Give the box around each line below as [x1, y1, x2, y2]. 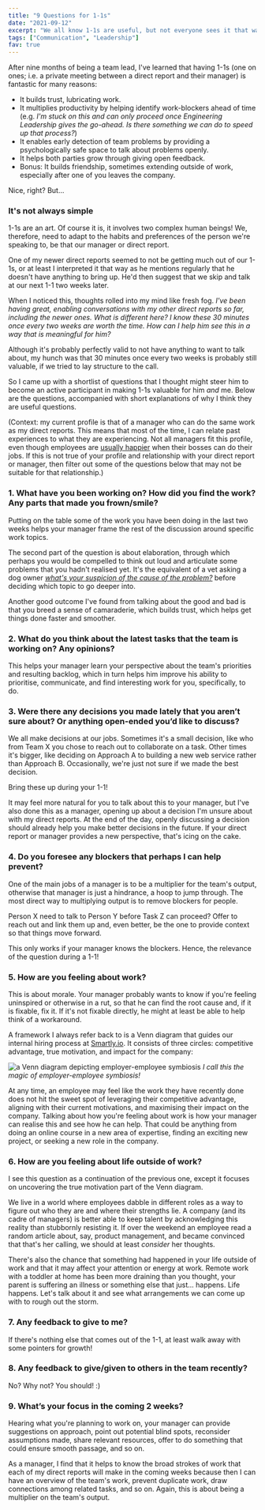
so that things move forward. [8, 928, 102, 938]
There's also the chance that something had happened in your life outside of [8, 1255, 256, 1265]
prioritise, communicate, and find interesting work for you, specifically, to [8, 678, 246, 688]
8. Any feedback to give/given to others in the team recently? [8, 1363, 248, 1374]
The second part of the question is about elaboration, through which [8, 547, 230, 557]
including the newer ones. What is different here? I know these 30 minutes [8, 313, 250, 323]
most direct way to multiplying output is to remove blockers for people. [8, 896, 238, 905]
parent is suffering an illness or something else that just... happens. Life [8, 1280, 241, 1289]
